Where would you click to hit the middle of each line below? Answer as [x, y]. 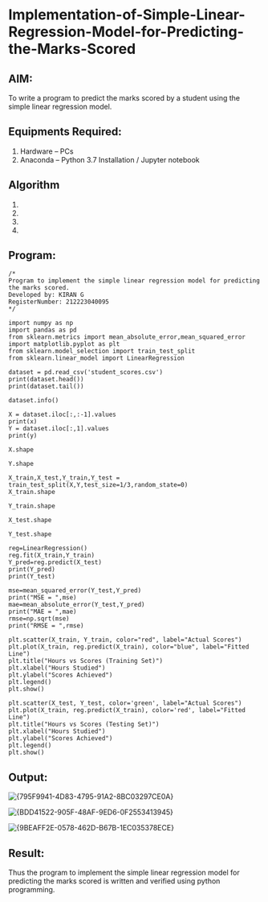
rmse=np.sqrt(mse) [39, 619]
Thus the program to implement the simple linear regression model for [124, 873]
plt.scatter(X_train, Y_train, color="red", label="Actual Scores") [125, 640]
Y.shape [21, 464]
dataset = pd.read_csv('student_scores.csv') [85, 373]
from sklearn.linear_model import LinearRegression [96, 358]
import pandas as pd [43, 330]
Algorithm [34, 185]
